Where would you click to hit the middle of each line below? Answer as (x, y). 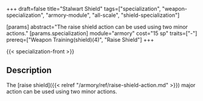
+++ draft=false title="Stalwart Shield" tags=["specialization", (84, 9)
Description (29, 70)
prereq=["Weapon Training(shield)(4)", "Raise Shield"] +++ (80, 40)
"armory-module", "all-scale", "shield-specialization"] (112, 15)
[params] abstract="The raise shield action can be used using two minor (97, 27)
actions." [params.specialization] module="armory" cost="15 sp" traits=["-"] (102, 33)
